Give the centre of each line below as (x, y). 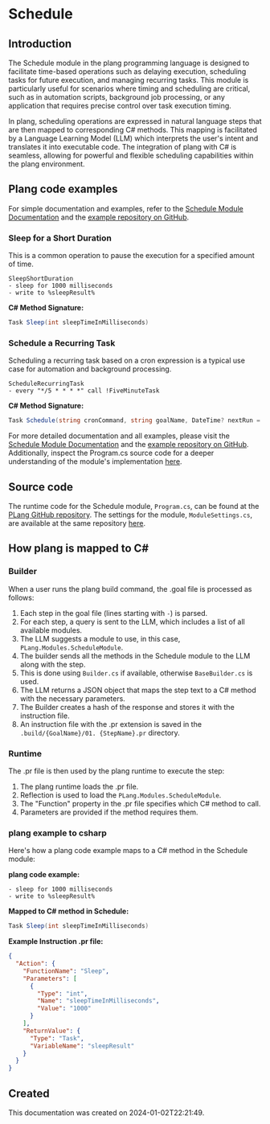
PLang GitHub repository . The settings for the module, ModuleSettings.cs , (131, 515)
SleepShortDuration (41, 279)
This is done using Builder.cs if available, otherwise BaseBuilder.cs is (136, 673)
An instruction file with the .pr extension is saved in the (111, 724)
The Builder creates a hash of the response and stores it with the (127, 707)
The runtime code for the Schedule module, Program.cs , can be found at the (134, 506)
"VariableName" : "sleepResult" (82, 1046)
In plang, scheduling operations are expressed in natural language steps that (135, 121)
